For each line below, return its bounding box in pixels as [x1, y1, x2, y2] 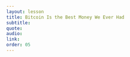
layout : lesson [6, 8, 44, 15]
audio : [6, 31, 23, 37]
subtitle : [6, 20, 31, 26]
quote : [6, 25, 23, 31]
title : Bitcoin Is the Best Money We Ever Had [6, 14, 125, 20]
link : [6, 36, 20, 42]
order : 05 [6, 42, 31, 48]
